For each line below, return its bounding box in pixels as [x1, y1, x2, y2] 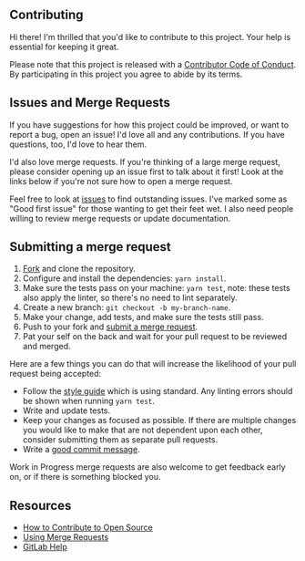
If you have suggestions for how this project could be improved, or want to [9, 119, 290, 130]
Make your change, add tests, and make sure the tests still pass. [22, 312, 264, 323]
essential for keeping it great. [9, 41, 119, 52]
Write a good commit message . [22, 444, 140, 455]
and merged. [22, 341, 71, 352]
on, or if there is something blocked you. [9, 472, 161, 483]
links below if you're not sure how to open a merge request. [9, 175, 233, 186]
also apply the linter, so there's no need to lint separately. [22, 292, 238, 304]
